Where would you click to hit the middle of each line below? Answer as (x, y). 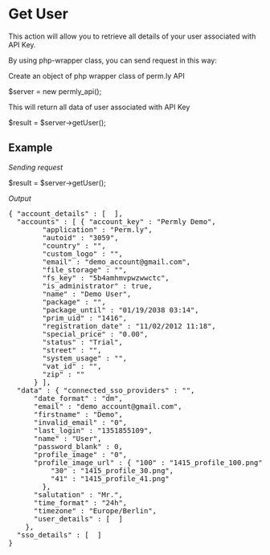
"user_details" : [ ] (78, 518)
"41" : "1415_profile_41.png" (110, 478)
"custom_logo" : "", (82, 253)
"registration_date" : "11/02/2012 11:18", (129, 326)
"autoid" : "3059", (80, 237)
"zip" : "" (63, 374)
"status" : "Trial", (82, 342)
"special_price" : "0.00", (95, 334)
